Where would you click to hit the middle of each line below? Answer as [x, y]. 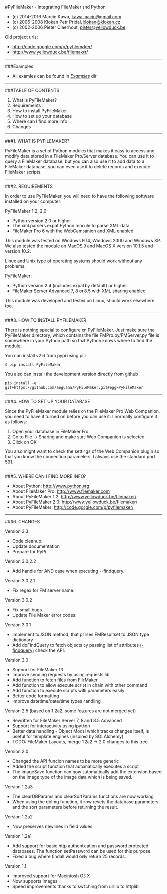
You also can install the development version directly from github [72, 374]
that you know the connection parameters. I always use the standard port [80, 457]
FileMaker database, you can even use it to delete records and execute [78, 166]
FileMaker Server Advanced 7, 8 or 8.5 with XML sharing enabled [79, 291]
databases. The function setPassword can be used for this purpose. [82, 851]
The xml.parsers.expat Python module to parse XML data [71, 226]
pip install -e [21, 383]
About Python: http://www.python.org [51, 486]
